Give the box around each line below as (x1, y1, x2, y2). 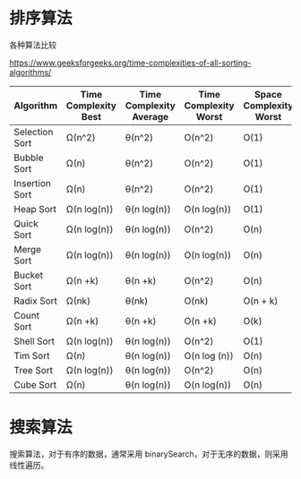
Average (132, 110, 169, 123)
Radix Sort (13, 295, 58, 307)
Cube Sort (13, 378, 56, 390)
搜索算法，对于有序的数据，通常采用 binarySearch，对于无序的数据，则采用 (9, 449, 288, 459)
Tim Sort (13, 349, 50, 362)
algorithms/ (9, 66, 52, 77)
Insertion (13, 176, 51, 189)
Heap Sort (13, 202, 56, 215)
